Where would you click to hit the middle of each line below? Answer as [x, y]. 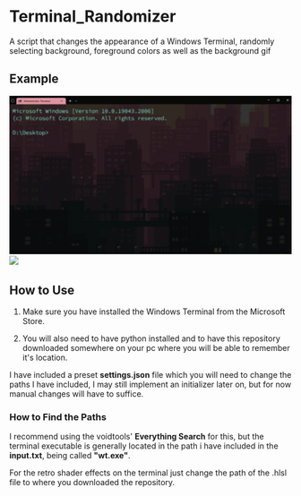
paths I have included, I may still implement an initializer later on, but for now [150, 385]
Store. [33, 321]
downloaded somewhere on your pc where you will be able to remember [156, 348]
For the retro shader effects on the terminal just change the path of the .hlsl [148, 473]
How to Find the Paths [58, 416]
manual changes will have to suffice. [77, 394]
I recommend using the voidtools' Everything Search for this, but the [137, 437]
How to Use [42, 290]
